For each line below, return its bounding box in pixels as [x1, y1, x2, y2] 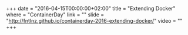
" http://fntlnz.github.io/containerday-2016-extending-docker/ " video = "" [6, 17, 183, 24]
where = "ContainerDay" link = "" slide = [6, 11, 105, 18]
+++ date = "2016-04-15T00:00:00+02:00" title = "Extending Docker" [6, 5, 176, 12]
